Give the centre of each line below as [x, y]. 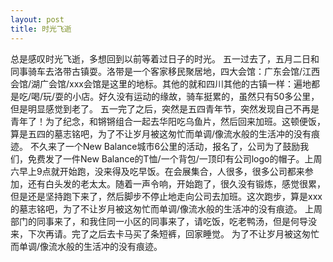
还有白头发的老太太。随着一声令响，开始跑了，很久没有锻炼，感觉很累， [176, 183]
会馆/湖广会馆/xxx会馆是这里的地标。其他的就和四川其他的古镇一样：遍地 [161, 83]
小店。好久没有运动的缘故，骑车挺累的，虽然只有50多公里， [196, 96]
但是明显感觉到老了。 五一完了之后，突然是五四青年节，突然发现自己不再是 [165, 108]
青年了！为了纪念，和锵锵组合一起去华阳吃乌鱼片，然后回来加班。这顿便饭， [168, 121]
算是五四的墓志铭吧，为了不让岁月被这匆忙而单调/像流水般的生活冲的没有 [161, 133]
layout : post [37, 19]
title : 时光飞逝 [41, 29]
